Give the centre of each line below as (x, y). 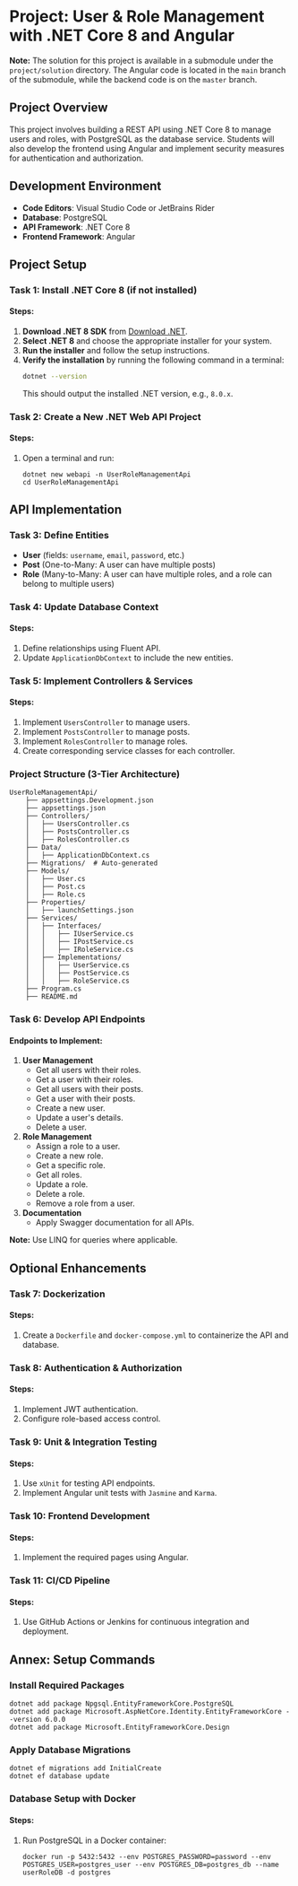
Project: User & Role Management (137, 17)
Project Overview (59, 108)
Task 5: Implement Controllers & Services (101, 681)
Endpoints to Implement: (56, 1040)
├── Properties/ (56, 903)
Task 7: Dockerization (57, 1294)
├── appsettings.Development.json (89, 800)
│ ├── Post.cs (56, 887)
